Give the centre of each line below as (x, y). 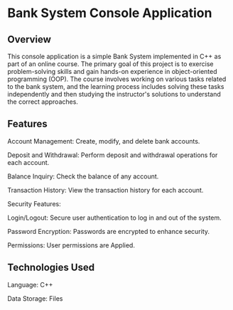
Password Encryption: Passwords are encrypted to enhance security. (109, 231)
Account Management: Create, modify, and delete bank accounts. (104, 141)
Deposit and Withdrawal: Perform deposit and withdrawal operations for (113, 155)
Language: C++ (30, 284)
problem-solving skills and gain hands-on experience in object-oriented (113, 71)
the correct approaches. (43, 102)
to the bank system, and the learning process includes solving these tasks (116, 86)
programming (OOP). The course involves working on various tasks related (117, 79)
